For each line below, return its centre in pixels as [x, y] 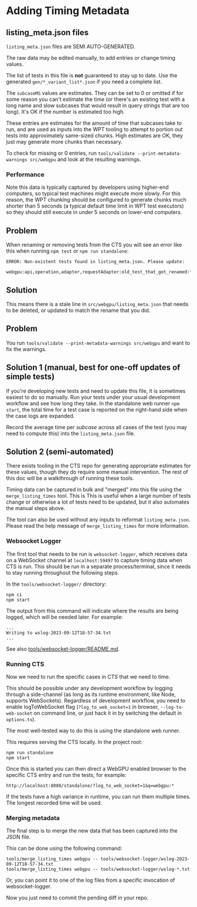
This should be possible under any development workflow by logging [89, 688]
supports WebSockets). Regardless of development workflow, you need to [96, 700]
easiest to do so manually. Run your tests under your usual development [93, 397]
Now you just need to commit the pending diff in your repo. [77, 898]
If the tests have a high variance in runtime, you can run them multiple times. [98, 796]
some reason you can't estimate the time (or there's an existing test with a [96, 99]
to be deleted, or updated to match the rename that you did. [78, 310]
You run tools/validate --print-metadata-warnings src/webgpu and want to [98, 343]
